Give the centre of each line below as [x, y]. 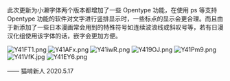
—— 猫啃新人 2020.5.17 [41, 71]
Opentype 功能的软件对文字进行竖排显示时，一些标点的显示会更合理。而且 [112, 19]
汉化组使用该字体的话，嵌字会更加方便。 [64, 36]
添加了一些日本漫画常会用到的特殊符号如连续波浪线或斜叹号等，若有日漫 [121, 27]
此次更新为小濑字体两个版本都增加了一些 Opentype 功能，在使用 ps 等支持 [112, 10]
